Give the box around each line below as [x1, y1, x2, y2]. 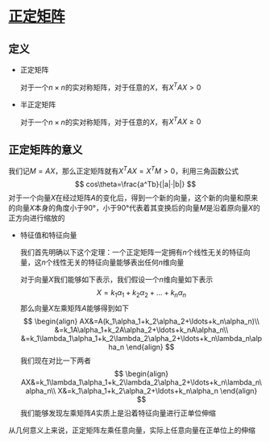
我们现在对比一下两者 [19, 356, 91, 365]
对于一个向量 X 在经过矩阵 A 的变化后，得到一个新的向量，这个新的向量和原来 [8, 193, 259, 202]
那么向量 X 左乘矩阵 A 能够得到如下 [19, 303, 130, 313]
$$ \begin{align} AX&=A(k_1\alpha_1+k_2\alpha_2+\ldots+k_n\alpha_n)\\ [23, 316, 260, 326]
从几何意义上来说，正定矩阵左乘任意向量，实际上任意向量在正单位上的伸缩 [8, 425, 255, 435]
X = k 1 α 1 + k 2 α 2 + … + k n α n [96, 287, 187, 299]
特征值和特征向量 [19, 230, 77, 240]
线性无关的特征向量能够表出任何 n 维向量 [52, 257, 185, 267]
